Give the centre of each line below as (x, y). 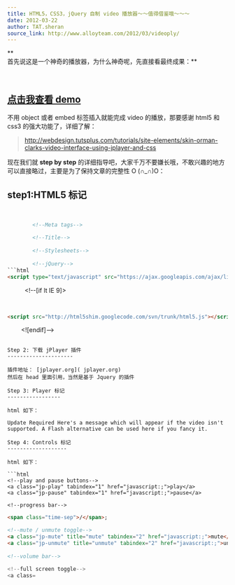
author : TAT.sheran (36, 27)
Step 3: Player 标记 (36, 391)
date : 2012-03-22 (33, 20)
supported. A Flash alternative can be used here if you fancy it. (108, 429)
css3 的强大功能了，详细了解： (52, 126)
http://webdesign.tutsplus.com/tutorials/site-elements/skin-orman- (121, 140)
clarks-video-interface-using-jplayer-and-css (90, 148)
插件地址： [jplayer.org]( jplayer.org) (64, 370)
